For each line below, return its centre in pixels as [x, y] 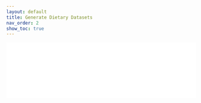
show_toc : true [25, 28]
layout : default [26, 12]
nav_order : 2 [23, 23]
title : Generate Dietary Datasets [50, 17]
